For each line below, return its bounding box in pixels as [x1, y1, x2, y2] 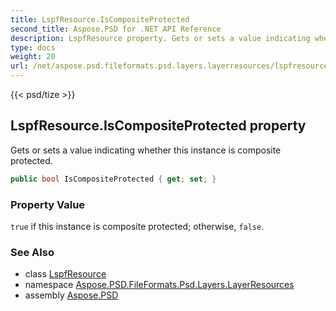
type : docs [10, 42, 56, 53]
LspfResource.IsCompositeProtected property [10, 117, 307, 135]
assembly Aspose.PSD [24, 289, 119, 301]
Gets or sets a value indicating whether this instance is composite [10, 144, 282, 156]
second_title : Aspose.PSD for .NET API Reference [10, 24, 222, 34]
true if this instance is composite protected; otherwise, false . [10, 220, 265, 232]
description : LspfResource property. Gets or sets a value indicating [10, 33, 311, 43]
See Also [10, 245, 55, 259]
